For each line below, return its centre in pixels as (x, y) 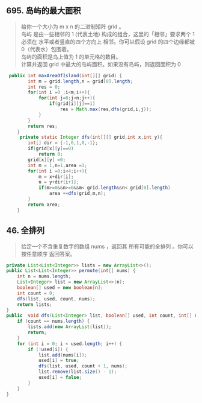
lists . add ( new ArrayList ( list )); (70, 327)
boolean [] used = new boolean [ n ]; (60, 288)
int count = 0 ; (36, 293)
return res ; (43, 126)
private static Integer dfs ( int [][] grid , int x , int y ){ (91, 138)
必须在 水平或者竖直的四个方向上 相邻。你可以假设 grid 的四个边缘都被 (108, 42)
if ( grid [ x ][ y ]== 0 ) (51, 149)
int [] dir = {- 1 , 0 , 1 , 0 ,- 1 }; (63, 143)
